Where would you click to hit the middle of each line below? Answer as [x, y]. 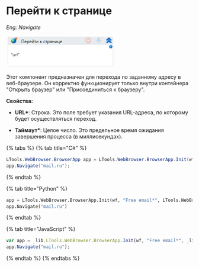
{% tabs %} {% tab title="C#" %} [46, 148]
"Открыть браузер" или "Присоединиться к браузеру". [76, 89]
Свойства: [20, 101]
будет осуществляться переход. [56, 118]
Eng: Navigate [24, 27]
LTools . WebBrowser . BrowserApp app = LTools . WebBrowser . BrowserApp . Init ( [98, 159]
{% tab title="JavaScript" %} [41, 229]
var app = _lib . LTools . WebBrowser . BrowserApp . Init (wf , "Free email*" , [95, 241]
